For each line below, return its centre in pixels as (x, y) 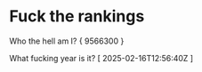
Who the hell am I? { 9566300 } (67, 41)
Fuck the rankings (77, 16)
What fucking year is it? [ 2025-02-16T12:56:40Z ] (101, 58)
